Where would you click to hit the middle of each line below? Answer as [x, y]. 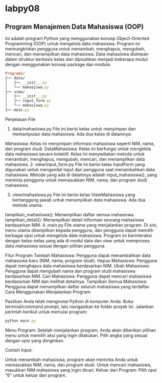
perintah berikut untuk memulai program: [46, 311]
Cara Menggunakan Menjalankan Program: [48, 292]
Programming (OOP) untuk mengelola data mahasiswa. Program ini [73, 44]
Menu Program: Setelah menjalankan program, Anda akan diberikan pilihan [81, 330]
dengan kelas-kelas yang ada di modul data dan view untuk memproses [78, 240]
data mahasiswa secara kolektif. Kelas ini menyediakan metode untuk [75, 154]
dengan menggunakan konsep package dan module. [58, 64]
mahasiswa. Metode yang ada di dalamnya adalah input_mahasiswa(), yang [81, 175]
